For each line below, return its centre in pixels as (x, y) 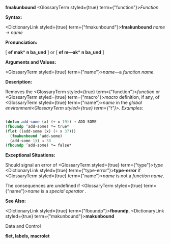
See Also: (16, 201)
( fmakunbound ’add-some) (36, 136)
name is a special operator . (57, 191)
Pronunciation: (21, 42)
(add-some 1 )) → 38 (31, 141)
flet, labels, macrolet (27, 236)
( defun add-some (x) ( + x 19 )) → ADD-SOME (51, 122)
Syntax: (14, 17)
